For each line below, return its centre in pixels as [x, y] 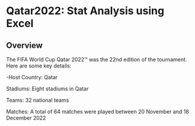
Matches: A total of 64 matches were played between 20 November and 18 [98, 112]
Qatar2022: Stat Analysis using [85, 11]
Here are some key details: [39, 66]
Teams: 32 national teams [38, 100]
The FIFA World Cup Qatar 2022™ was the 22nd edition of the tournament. [97, 59]
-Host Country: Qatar [32, 77]
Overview [25, 45]
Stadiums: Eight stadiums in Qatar [47, 89]
